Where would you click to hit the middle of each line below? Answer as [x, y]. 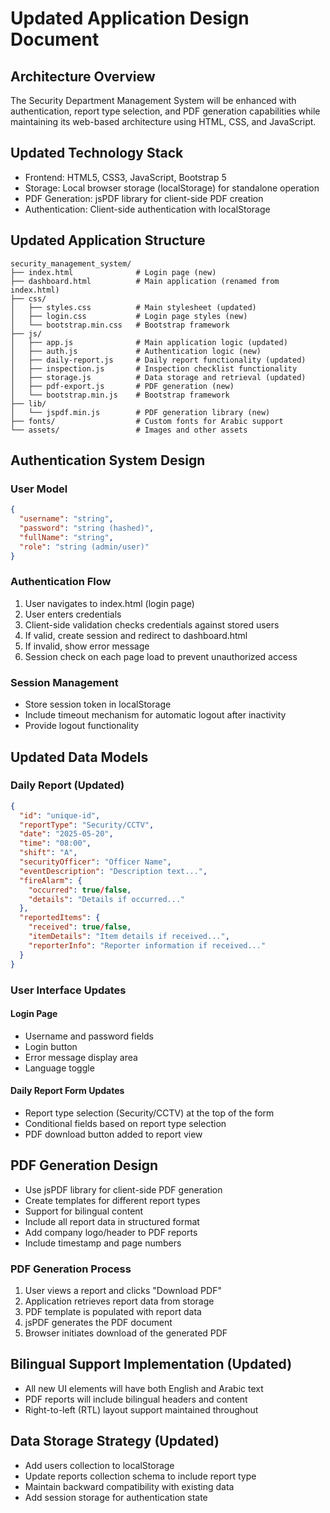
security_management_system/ [71, 263]
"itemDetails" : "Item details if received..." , [129, 937]
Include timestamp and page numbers [103, 1243]
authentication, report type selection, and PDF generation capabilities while [165, 111]
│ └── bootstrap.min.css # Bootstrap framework [120, 325]
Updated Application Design [130, 18]
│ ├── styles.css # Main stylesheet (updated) [133, 307]
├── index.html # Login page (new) [113, 272]
